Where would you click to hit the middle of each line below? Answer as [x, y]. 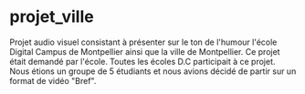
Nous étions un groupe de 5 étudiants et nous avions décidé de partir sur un [153, 71]
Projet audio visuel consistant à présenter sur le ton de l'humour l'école [143, 42]
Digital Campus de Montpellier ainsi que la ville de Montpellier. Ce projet [145, 51]
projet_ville [52, 17]
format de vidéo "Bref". [53, 80]
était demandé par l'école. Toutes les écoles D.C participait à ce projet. [142, 61]
